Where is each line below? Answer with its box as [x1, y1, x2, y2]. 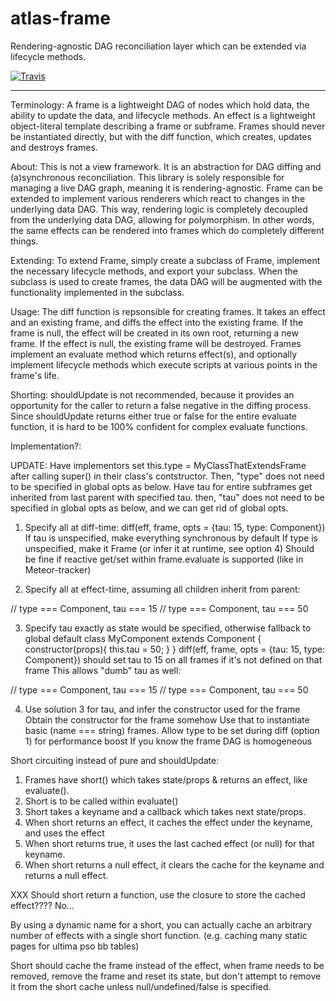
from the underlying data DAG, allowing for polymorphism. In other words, [10, 213, 315, 226]
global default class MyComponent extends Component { [24, 632, 262, 644]
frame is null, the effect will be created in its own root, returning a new [10, 327, 299, 339]
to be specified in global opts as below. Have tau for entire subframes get [10, 480, 313, 492]
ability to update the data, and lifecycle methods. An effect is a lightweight [10, 109, 316, 121]
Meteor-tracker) [24, 563, 92, 576]
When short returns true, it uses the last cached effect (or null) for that [24, 837, 315, 849]
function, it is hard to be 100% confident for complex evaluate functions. [10, 420, 308, 432]
